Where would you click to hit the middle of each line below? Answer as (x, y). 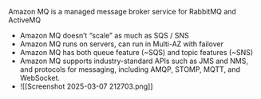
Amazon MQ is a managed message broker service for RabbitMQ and (123, 12)
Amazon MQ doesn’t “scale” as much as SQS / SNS (104, 36)
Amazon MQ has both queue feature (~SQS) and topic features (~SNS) (136, 52)
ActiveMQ (25, 20)
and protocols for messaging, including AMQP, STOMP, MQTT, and (130, 69)
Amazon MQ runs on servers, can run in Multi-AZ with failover (121, 44)
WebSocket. (40, 78)
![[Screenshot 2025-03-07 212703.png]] (86, 86)
